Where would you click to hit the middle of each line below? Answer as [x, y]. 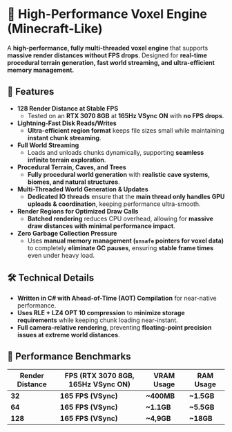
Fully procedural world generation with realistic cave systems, [119, 174]
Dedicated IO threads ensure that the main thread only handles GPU [126, 196]
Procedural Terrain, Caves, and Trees [71, 167]
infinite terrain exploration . [67, 160]
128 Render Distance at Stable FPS [68, 108]
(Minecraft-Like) [55, 29]
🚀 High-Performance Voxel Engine [107, 14]
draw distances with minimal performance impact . [101, 226]
